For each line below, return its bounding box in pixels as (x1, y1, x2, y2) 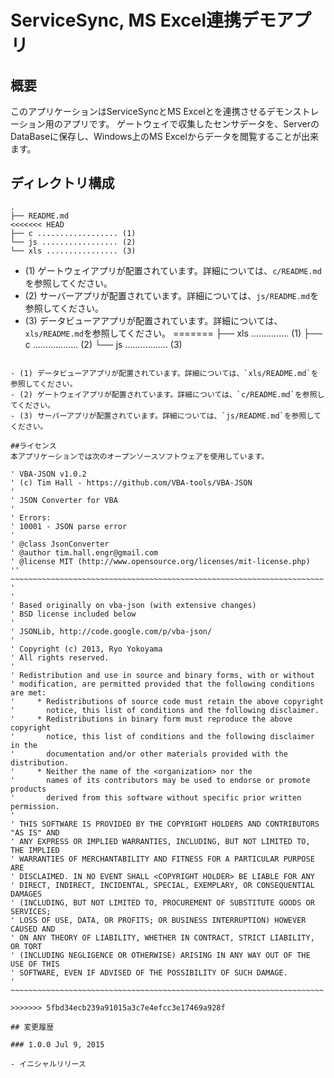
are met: (10, 687, 47, 698)
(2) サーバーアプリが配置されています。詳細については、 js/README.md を (24, 289, 320, 301)
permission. (10, 801, 60, 811)
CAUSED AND (10, 924, 56, 934)
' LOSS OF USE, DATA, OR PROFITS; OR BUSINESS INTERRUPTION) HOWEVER (10, 915, 307, 925)
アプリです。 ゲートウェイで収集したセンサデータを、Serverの (62, 118, 320, 130)
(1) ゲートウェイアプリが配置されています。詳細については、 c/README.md (24, 264, 322, 276)
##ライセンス (10, 441, 57, 451)
